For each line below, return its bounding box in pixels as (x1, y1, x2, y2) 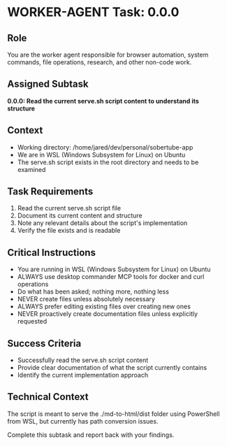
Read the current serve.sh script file (17, 204, 121, 213)
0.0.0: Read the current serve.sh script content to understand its (7, 96, 199, 105)
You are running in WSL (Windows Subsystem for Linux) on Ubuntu (17, 265, 211, 273)
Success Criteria (7, 337, 82, 350)
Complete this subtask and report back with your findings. (7, 431, 175, 439)
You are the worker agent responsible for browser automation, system (7, 50, 209, 59)
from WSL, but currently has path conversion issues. (7, 417, 159, 425)
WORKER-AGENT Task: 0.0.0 (7, 4, 180, 20)
